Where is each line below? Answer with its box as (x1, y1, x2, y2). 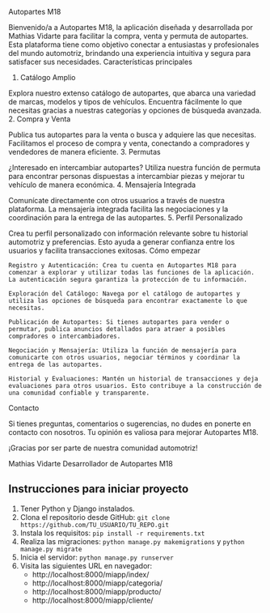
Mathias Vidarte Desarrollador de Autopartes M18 (8, 459, 174, 468)
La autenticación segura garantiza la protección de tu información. (8, 275, 248, 283)
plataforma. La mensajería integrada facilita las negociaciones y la (8, 204, 229, 214)
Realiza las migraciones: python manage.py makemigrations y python (19, 536, 245, 546)
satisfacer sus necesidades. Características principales (8, 57, 192, 66)
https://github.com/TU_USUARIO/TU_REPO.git (19, 521, 170, 529)
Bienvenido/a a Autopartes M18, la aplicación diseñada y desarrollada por (8, 23, 253, 32)
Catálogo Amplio (19, 73, 76, 82)
